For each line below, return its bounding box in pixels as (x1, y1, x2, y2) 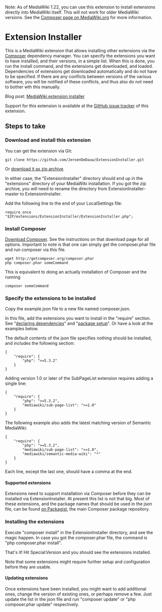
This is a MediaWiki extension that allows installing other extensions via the (5, 47, 155, 53)
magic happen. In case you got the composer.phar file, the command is (5, 534, 147, 540)
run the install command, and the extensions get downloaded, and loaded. (5, 63, 154, 69)
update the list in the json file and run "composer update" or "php (5, 596, 136, 602)
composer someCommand (5, 283, 49, 288)
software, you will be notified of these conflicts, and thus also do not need (5, 79, 153, 84)
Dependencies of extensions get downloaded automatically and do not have (5, 68, 157, 74)
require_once (5, 210, 32, 215)
